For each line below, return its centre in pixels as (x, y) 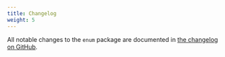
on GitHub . (22, 47)
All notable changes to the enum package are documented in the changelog (113, 39)
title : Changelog (32, 13)
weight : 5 (21, 20)
